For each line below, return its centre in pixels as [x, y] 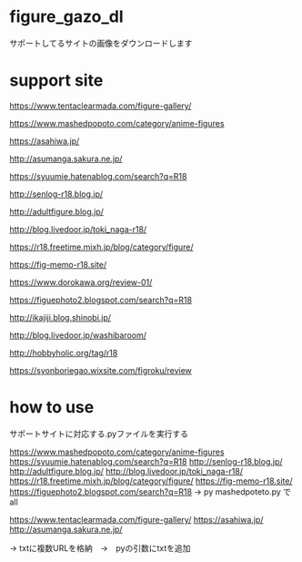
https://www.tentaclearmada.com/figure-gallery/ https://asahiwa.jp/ [136, 519]
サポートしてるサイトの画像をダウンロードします [101, 43]
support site [56, 81]
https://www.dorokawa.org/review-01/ [81, 282]
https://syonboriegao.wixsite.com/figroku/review [101, 370]
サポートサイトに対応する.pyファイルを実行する [99, 434]
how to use [52, 408]
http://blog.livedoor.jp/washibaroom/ [78, 335]
